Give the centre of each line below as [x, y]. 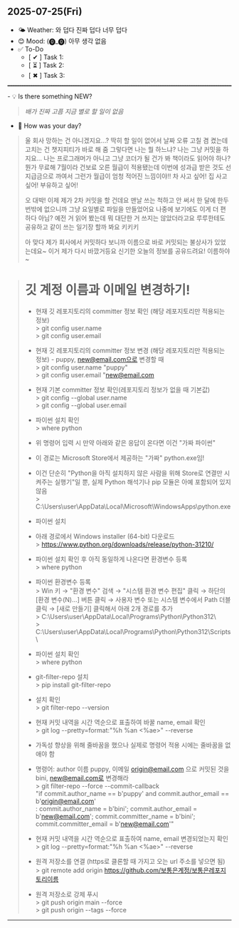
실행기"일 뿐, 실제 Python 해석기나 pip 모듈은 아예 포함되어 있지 [143, 481]
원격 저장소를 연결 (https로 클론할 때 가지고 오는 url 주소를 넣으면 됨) [130, 861]
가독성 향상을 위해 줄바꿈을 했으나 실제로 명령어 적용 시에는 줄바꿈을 [129, 745]
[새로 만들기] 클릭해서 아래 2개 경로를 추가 [115, 608]
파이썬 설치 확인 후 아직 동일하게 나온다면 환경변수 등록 [111, 559]
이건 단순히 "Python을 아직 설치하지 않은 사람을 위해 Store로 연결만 [129, 473]
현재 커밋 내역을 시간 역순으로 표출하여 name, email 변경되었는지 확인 [132, 838]
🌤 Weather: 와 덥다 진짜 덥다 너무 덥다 [73, 30]
